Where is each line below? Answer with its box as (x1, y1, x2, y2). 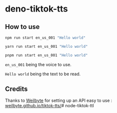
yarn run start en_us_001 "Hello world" (5, 44, 88, 49)
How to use (5, 23, 40, 31)
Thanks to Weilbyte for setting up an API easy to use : (5, 98, 113, 103)
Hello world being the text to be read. (5, 71, 81, 77)
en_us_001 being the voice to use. (5, 61, 72, 67)
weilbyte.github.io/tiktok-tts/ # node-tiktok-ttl (5, 103, 94, 109)
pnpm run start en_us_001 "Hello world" (5, 53, 88, 57)
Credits (5, 85, 28, 93)
